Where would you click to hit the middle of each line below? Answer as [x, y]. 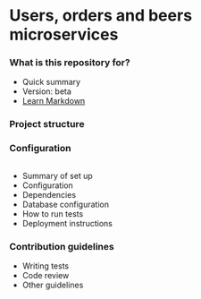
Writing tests [46, 266]
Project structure [47, 124]
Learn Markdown [54, 101]
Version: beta [46, 91]
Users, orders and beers [101, 16]
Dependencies [49, 194]
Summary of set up [58, 175]
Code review [46, 275]
